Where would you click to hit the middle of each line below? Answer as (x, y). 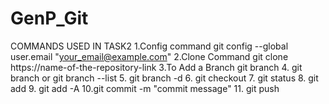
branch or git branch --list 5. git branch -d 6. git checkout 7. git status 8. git (164, 78)
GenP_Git (49, 18)
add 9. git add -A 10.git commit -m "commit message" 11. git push (145, 88)
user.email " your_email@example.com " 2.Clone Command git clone (149, 56)
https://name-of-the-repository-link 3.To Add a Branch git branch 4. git (156, 67)
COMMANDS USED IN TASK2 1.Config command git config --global (149, 46)
